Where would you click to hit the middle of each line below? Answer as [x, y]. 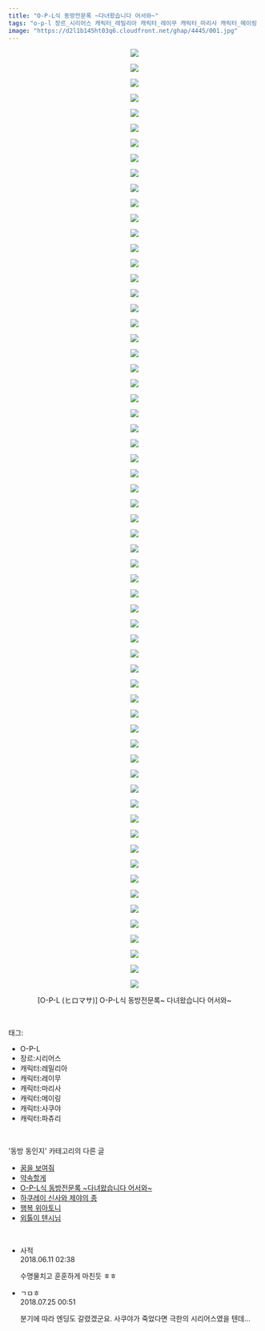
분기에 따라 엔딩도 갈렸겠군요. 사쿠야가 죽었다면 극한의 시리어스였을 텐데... [135, 1319]
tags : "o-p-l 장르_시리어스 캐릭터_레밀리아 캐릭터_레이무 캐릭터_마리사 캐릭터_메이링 [133, 23]
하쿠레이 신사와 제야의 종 [58, 1198]
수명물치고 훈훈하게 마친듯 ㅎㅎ [68, 1276]
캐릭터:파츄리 [40, 1119]
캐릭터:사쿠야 [40, 1108]
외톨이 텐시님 [40, 1218]
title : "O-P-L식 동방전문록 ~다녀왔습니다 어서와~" [84, 16]
